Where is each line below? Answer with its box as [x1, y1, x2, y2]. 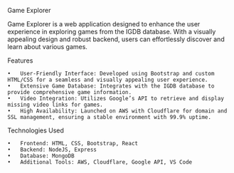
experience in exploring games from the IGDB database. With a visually [7, 28, 216, 36]
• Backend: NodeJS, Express [7, 146, 97, 153]
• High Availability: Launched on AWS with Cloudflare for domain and [7, 108, 228, 115]
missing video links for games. [7, 101, 103, 108]
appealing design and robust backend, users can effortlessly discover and [7, 35, 225, 43]
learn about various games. [7, 43, 87, 51]
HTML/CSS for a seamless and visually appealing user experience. [7, 76, 208, 83]
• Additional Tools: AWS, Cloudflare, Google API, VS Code [7, 159, 193, 166]
